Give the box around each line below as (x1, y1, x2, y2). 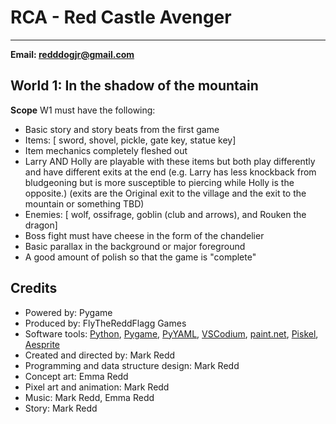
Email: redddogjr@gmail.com (10, 48, 135, 60)
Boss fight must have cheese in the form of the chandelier (24, 229, 265, 241)
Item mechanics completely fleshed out (24, 144, 188, 156)
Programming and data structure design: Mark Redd (24, 359, 240, 371)
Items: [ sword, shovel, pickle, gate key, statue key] (24, 134, 237, 146)
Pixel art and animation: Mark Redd (24, 381, 170, 393)
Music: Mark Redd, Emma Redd (24, 391, 155, 403)
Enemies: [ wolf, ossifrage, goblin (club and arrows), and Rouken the (24, 208, 307, 220)
